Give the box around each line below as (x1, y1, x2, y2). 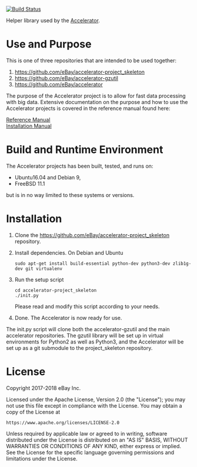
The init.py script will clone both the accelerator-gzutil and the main (6, 325, 170, 332)
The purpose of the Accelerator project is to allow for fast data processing (6, 92, 186, 99)
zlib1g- (172, 261, 192, 266)
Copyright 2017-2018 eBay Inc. (6, 384, 81, 391)
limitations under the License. (6, 455, 78, 462)
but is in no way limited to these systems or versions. (6, 191, 135, 198)
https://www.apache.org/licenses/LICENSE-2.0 (6, 419, 119, 426)
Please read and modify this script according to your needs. (14, 303, 160, 310)
